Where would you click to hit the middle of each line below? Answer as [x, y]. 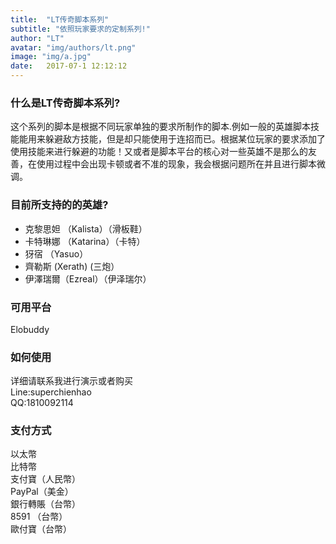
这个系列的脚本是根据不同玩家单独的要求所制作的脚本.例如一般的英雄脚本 [161, 127]
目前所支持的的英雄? [59, 205]
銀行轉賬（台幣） [45, 504]
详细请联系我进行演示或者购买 [71, 381]
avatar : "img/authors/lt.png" [73, 47]
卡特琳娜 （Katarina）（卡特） [85, 241]
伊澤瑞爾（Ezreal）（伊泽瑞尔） [88, 278]
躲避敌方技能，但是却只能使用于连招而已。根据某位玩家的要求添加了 [185, 139]
